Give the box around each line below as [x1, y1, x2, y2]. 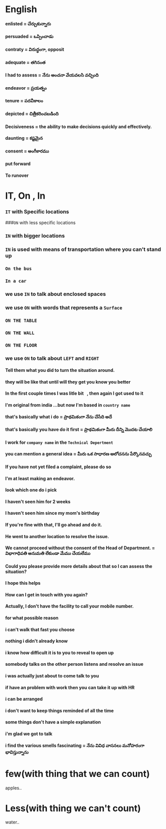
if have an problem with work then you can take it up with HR [5, 684, 135, 690]
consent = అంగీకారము [5, 148, 49, 154]
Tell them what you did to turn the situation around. [5, 367, 115, 373]
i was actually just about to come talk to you [5, 673, 99, 679]
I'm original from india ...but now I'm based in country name [5, 402, 130, 408]
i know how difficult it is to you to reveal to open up [5, 650, 114, 656]
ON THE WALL [5, 330, 35, 335]
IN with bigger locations [5, 232, 65, 239]
